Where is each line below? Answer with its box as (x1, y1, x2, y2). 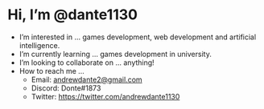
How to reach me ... (19, 66, 85, 75)
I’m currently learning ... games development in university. (19, 49, 212, 59)
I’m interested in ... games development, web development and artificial (19, 32, 257, 42)
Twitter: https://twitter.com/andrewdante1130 (31, 91, 180, 101)
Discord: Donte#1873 (31, 83, 101, 93)
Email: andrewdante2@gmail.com (31, 75, 142, 84)
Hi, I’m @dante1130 (7, 6, 138, 24)
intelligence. (19, 40, 60, 50)
